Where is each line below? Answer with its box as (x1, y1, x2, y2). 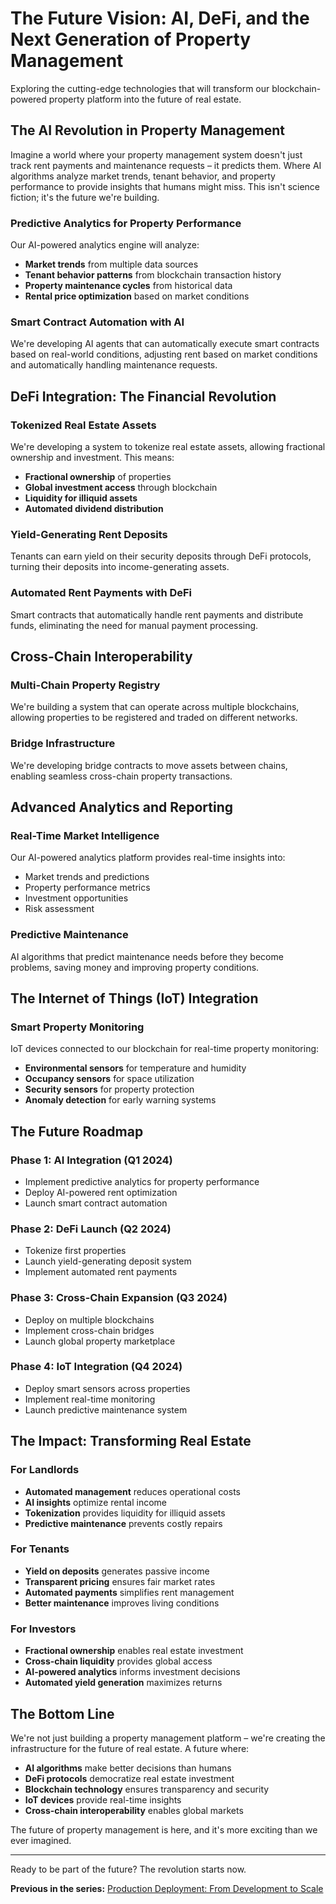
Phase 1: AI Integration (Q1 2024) (10, 1153, 173, 1167)
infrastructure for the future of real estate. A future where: (10, 1742, 250, 1754)
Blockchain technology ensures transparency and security (24, 1783, 270, 1795)
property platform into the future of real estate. (48, 93, 242, 105)
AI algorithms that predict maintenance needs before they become (10, 950, 284, 962)
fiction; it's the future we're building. (10, 191, 160, 203)
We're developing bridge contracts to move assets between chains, (10, 759, 288, 771)
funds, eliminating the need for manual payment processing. (10, 619, 259, 631)
